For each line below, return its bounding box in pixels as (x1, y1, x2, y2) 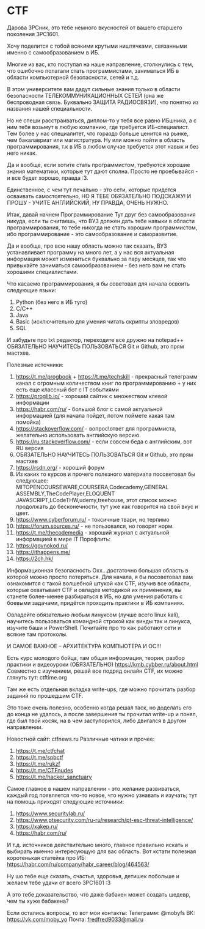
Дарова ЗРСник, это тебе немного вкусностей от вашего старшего (7, 24, 182, 31)
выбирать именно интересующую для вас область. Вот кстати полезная (7, 848, 196, 855)
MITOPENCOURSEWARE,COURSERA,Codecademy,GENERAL (15, 483, 169, 490)
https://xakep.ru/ (15, 823, 59, 830)
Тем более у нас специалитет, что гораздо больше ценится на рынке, (7, 130, 189, 137)
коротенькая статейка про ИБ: (7, 854, 87, 861)
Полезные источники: (7, 361, 63, 368)
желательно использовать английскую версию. (15, 431, 141, 439)
